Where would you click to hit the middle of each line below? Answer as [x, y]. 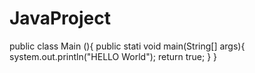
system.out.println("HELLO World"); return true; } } [113, 56]
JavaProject [60, 18]
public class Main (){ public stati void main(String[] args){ [127, 46]
